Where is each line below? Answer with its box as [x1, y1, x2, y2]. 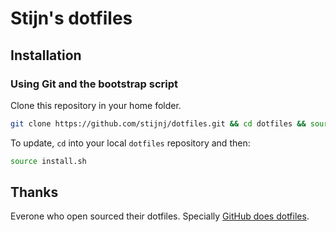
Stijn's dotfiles [10, 7, 133, 30]
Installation [10, 47, 82, 64]
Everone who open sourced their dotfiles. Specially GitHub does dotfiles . [10, 210, 310, 222]
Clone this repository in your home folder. [10, 99, 182, 111]
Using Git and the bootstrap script [10, 77, 179, 91]
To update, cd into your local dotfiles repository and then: [10, 137, 251, 149]
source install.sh [10, 156, 87, 166]
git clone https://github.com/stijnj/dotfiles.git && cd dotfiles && [10, 118, 307, 129]
